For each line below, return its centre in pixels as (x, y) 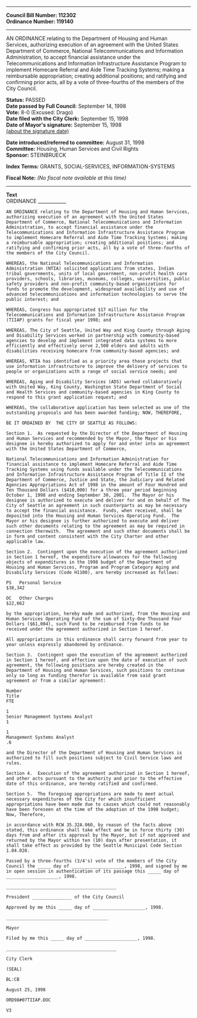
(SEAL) (14, 969)
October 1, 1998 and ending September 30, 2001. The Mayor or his (90, 495)
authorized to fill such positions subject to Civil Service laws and (94, 758)
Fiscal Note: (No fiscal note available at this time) (66, 178)
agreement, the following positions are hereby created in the (85, 665)
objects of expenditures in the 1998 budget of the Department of (89, 562)
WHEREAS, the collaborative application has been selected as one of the (98, 407)
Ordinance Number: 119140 (40, 21)
